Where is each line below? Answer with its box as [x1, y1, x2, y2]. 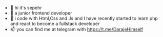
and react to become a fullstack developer [10, 20, 100, 26]
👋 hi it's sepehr [10, 5, 42, 10]
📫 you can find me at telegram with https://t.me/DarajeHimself [10, 26, 144, 32]
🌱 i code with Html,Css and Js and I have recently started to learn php [10, 15, 158, 21]
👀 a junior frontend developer [10, 10, 72, 16]
